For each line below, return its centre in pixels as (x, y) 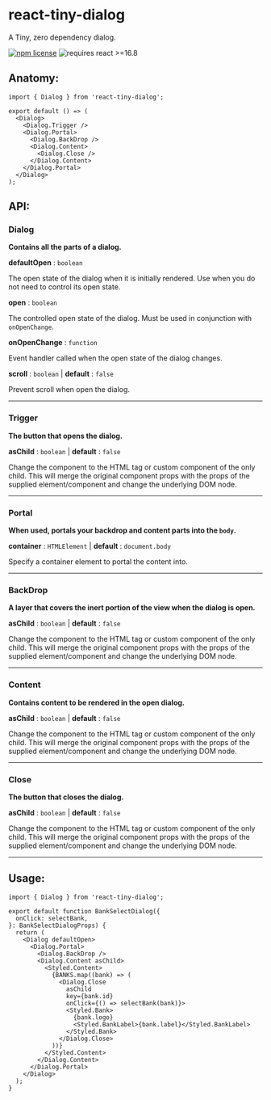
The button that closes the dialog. (66, 797)
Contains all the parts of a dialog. (65, 247)
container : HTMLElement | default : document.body (90, 546)
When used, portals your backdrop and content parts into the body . (122, 530)
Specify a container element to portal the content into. (98, 562)
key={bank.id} (90, 996)
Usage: (27, 879)
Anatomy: (33, 78)
